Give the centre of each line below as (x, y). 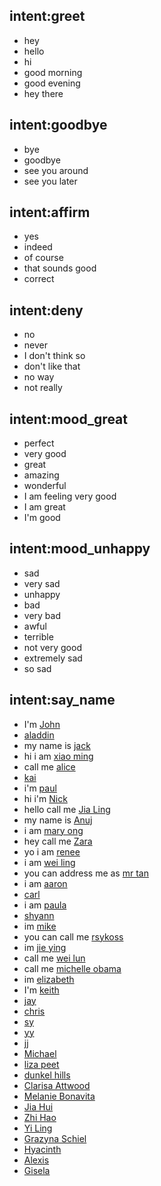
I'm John (42, 724)
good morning (53, 72)
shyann (39, 915)
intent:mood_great (68, 419)
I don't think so (54, 356)
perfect (39, 443)
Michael (40, 1053)
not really (43, 388)
